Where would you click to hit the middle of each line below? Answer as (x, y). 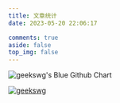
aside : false (30, 45)
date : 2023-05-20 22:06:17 (53, 23)
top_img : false (33, 53)
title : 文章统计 (33, 16)
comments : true (33, 38)
